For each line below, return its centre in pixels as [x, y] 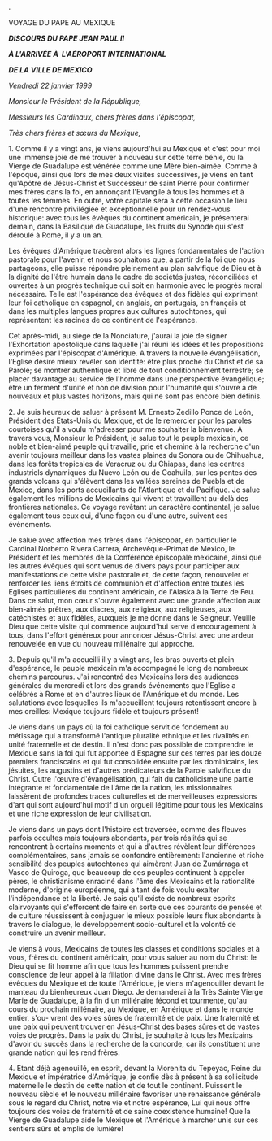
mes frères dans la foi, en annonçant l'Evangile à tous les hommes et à [127, 192]
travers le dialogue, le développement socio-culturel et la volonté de [123, 924]
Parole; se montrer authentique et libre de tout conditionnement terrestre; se [136, 370]
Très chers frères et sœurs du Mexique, [75, 133]
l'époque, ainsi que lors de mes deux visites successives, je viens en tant [131, 174]
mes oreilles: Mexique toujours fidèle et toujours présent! [104, 711]
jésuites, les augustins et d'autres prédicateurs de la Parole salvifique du [130, 770]
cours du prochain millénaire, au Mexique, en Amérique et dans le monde [131, 1009]
